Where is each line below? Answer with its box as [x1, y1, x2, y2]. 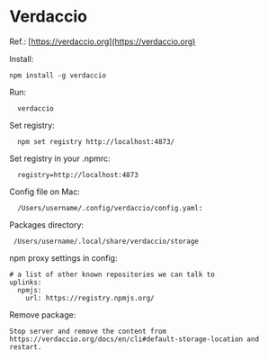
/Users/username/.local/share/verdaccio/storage [13, 237, 200, 246]
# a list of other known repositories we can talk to [9, 270, 216, 279]
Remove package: [9, 309, 76, 320]
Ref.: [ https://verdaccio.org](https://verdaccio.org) [9, 36, 196, 47]
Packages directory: [9, 219, 84, 230]
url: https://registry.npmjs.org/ [25, 293, 155, 302]
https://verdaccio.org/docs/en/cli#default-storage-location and [9, 335, 259, 344]
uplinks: [9, 277, 42, 287]
